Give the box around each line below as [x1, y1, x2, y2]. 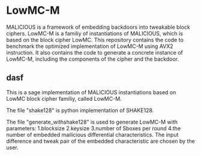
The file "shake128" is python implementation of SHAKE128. [6, 106, 154, 114]
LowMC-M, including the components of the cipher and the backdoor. [6, 55, 179, 62]
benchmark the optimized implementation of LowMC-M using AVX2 [6, 43, 174, 50]
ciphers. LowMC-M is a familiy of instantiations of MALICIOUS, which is [6, 29, 183, 37]
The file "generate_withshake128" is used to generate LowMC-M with [6, 118, 178, 125]
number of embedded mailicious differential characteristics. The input [6, 131, 179, 138]
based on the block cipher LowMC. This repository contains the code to [6, 36, 184, 43]
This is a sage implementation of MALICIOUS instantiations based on [6, 88, 176, 96]
